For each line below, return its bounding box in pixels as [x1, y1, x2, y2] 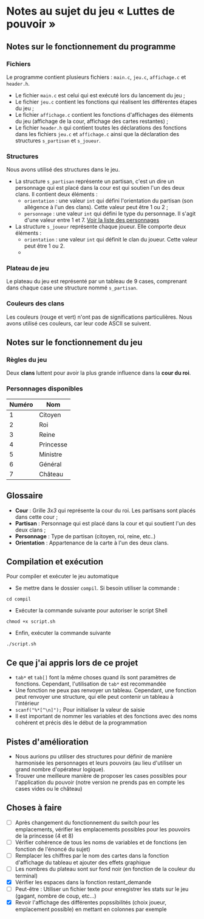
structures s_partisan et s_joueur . [15, 137, 101, 144]
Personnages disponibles [6, 384, 83, 393]
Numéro [9, 400, 33, 409]
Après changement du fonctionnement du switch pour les [15, 819, 160, 826]
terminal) [15, 872, 38, 879]
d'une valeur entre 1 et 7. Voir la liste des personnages [24, 217, 160, 224]
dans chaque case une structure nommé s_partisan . [6, 284, 138, 291]
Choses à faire [6, 803, 63, 813]
